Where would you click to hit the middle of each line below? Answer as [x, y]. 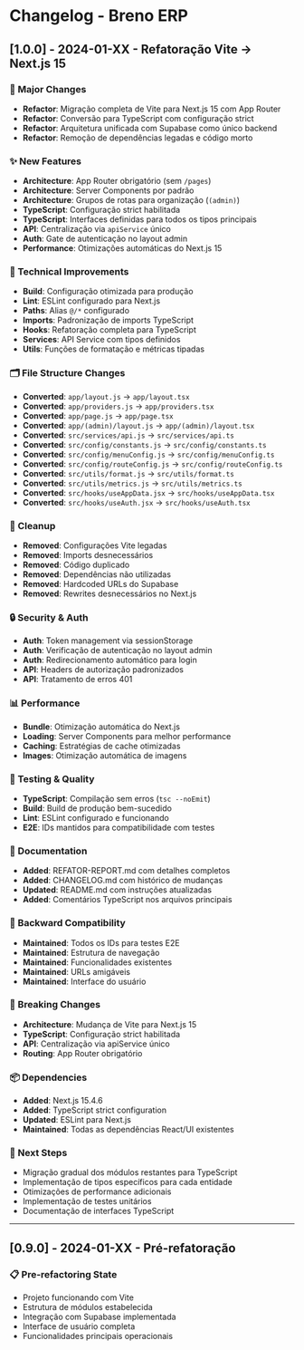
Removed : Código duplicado [76, 565]
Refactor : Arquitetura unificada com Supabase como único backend [150, 128]
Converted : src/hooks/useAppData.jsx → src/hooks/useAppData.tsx [148, 492]
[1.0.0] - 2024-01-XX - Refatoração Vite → [131, 49]
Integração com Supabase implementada [99, 1317]
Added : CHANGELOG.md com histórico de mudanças [123, 881]
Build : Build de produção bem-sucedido [97, 808]
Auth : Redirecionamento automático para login [109, 660]
